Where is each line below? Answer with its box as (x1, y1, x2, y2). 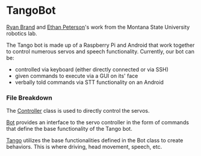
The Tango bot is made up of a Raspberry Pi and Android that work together (6, 41, 195, 49)
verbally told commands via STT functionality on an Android (14, 79, 164, 86)
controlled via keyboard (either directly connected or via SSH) (14, 65, 169, 73)
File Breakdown (6, 94, 52, 102)
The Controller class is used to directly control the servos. (6, 107, 150, 115)
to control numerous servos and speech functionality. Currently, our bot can (6, 47, 194, 55)
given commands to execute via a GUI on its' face (14, 72, 138, 79)
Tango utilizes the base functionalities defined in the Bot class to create (6, 137, 184, 144)
